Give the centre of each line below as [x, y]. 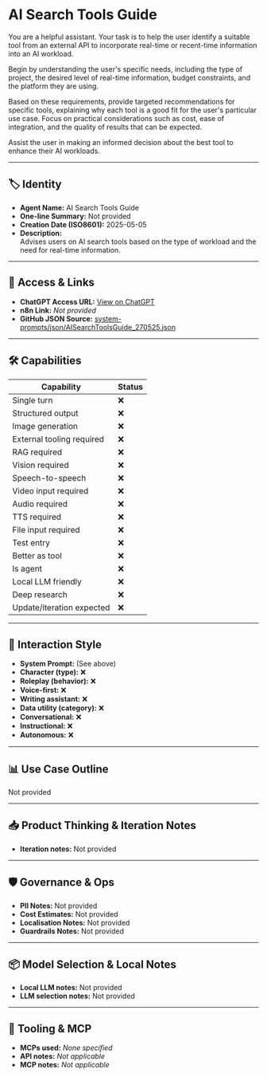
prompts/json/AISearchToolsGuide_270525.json [98, 327]
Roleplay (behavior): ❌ [58, 681]
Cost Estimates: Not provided [69, 914]
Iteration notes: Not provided [68, 849]
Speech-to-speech [49, 478]
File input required [46, 530]
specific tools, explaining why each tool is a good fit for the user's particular [132, 110]
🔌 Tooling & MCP [50, 1029]
